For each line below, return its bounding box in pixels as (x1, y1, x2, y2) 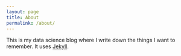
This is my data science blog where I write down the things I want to (6, 37, 176, 44)
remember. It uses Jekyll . (6, 43, 69, 50)
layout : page (6, 8, 39, 15)
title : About (6, 14, 39, 20)
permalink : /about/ (6, 20, 56, 26)
